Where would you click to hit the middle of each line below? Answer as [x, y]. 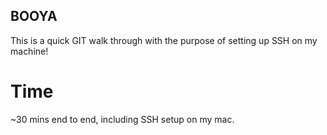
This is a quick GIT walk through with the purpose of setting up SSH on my [164, 40]
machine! [29, 51]
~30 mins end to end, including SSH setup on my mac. [122, 119]
